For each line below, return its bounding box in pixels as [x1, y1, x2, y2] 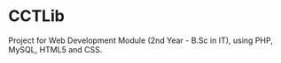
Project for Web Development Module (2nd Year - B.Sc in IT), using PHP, [8, 35, 274, 45]
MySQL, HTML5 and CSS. [8, 44, 103, 54]
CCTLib [8, 6, 66, 26]
